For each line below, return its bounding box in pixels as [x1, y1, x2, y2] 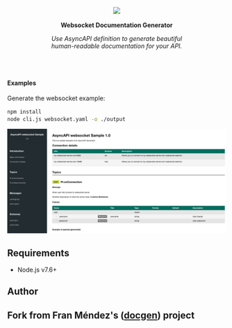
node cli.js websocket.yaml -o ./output [7, 116, 126, 123]
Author [7, 286, 38, 297]
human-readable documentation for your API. [51, 42, 183, 50]
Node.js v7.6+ [17, 265, 57, 274]
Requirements [7, 247, 69, 259]
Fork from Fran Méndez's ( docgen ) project [7, 309, 195, 321]
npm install [7, 109, 42, 116]
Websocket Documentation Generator [60, 21, 173, 29]
